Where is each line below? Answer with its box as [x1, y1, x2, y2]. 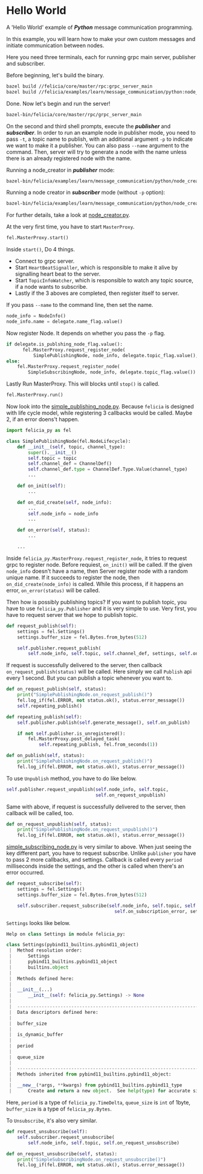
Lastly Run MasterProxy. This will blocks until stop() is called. [6, 380, 160, 387]
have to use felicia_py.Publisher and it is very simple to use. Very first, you [6, 605, 197, 612]
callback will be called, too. [6, 809, 74, 816]
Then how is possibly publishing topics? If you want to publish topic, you [6, 598, 187, 605]
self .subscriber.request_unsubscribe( [17, 1134, 115, 1140]
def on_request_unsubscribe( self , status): [6, 1150, 118, 1157]
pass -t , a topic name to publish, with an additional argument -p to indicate [6, 135, 193, 143]
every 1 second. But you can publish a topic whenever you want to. [6, 674, 173, 682]
